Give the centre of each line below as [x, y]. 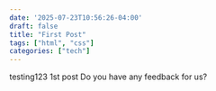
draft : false [34, 26]
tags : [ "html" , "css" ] [52, 43]
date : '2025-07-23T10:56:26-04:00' [76, 18]
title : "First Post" [48, 34]
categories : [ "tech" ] [50, 51]
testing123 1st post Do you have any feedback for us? [108, 77]
